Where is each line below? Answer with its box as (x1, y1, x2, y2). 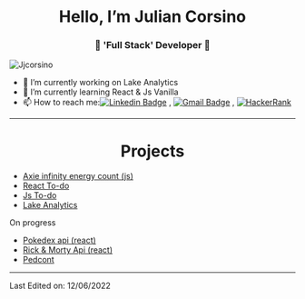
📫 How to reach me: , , (22, 97, 235, 108)
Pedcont (22, 254, 54, 265)
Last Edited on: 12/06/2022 (9, 280, 112, 292)
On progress (9, 217, 56, 228)
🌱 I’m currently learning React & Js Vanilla (22, 86, 179, 97)
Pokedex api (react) (22, 234, 97, 246)
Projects (120, 141, 185, 161)
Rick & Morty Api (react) (22, 244, 113, 255)
